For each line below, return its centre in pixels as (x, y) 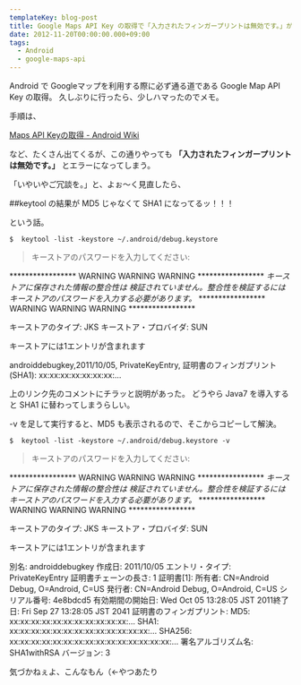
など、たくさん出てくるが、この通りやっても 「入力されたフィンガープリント (150, 154)
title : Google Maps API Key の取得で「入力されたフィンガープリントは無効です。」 (148, 26)
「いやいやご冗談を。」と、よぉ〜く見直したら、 (98, 184)
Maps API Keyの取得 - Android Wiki (74, 135)
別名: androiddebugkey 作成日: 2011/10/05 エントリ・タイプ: (120, 566)
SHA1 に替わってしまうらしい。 (77, 405)
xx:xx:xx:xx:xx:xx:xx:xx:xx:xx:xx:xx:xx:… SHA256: (101, 631)
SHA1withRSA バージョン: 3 (60, 653)
